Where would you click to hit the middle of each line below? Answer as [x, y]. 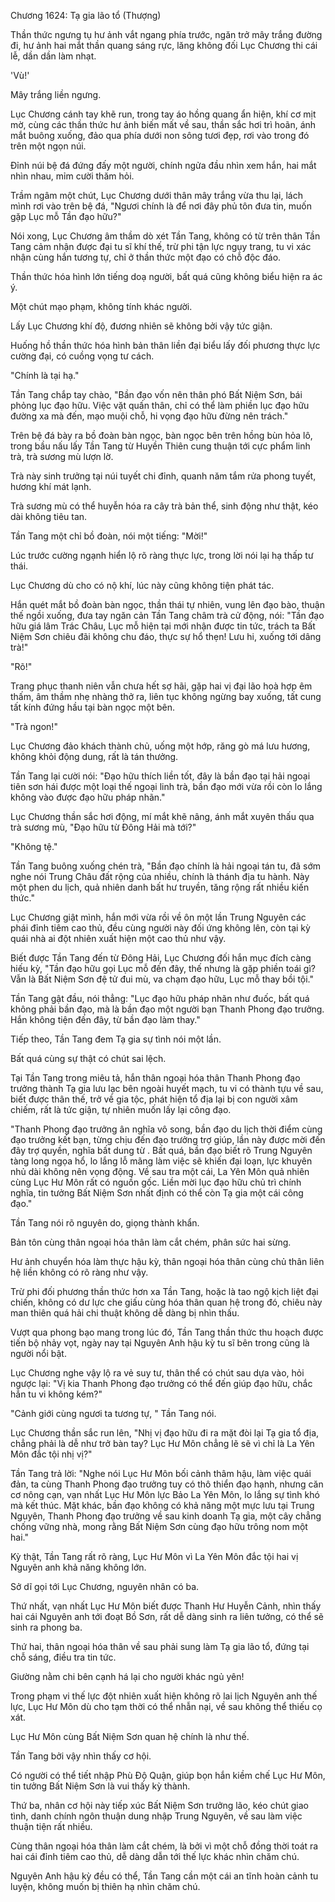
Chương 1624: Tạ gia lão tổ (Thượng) [86, 15]
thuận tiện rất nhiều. [51, 1826]
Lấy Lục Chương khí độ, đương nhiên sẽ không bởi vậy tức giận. [141, 326]
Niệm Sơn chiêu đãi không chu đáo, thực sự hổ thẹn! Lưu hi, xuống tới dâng [166, 636]
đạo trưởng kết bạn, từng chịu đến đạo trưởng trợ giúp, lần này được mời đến [168, 1139]
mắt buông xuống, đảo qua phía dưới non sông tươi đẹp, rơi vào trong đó [160, 135]
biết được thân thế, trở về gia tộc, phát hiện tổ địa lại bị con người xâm [154, 1099]
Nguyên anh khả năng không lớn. [78, 1567]
